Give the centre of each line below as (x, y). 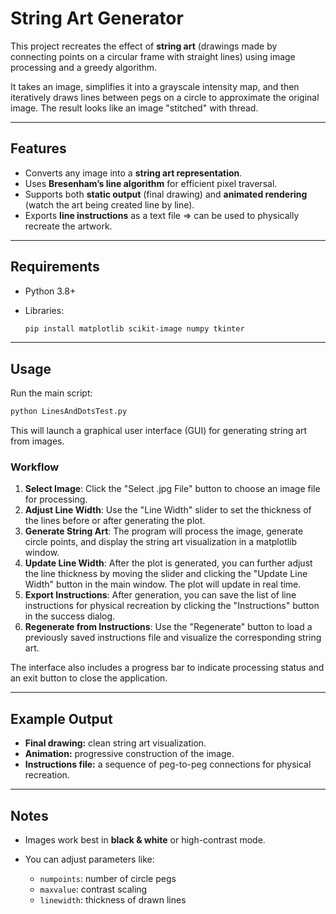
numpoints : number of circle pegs (108, 879)
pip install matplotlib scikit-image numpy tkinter (134, 328)
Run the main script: (51, 393)
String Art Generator (97, 18)
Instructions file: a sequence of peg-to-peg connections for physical (168, 764)
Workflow (35, 467)
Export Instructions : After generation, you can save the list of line (160, 595)
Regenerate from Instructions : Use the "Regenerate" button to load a (168, 627)
